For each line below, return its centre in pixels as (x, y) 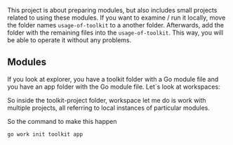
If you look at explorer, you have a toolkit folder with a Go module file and (113, 79)
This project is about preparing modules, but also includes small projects (112, 10)
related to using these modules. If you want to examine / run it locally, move (116, 18)
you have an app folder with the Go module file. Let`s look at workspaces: (114, 87)
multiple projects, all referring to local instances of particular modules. (109, 108)
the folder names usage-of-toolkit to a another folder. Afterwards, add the (116, 25)
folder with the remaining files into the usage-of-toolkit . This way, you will (115, 32)
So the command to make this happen (62, 121)
